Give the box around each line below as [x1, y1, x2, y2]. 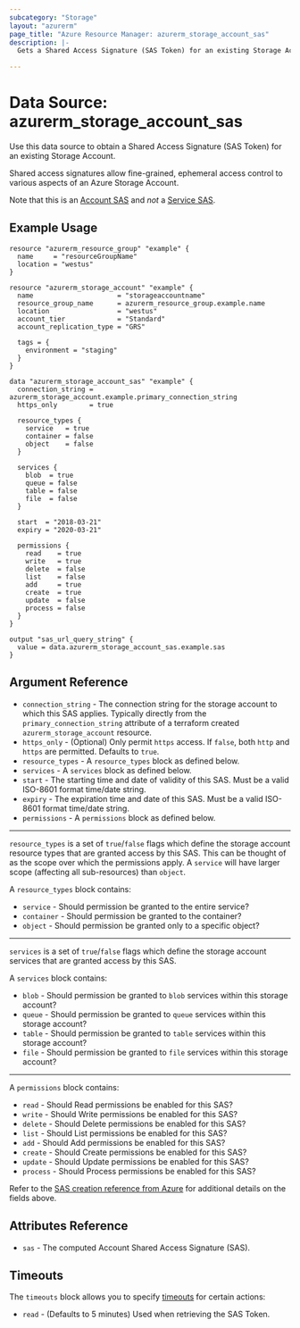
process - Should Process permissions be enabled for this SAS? [21, 1165, 256, 1176]
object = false [25, 439, 94, 448]
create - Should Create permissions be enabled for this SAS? [21, 1147, 247, 1157]
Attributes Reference [9, 1218, 129, 1233]
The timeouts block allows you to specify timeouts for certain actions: [9, 1291, 266, 1302]
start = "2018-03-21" [17, 517, 102, 527]
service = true [25, 423, 90, 433]
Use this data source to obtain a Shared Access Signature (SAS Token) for [9, 141, 282, 152]
